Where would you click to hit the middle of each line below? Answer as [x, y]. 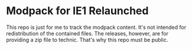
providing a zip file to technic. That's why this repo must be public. [87, 40]
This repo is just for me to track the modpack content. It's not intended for [96, 27]
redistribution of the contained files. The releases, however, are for [87, 33]
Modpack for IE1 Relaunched [77, 11]
